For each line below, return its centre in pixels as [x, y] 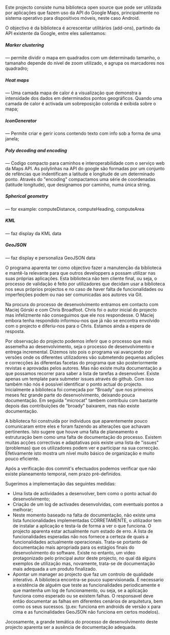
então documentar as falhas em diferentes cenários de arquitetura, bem [88, 601]
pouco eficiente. [22, 459]
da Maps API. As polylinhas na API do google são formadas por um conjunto [85, 168]
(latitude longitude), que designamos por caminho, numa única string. [78, 184]
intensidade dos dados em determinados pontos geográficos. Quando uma [84, 98]
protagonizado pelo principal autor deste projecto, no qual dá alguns [84, 558]
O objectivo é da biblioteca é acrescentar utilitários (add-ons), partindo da [83, 28]
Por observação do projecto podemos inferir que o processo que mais [79, 341]
